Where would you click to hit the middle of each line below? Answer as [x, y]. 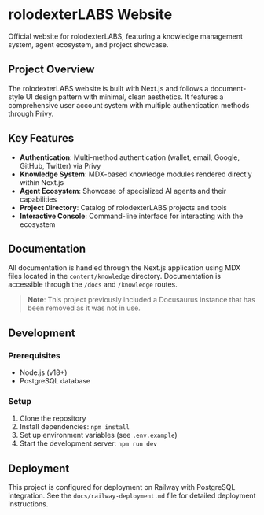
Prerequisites [34, 355]
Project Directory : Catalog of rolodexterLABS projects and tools [123, 207]
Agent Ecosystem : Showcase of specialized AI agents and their [123, 191]
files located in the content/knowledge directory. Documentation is [115, 276]
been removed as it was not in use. [84, 308]
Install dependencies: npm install [74, 427]
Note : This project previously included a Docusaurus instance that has [141, 300]
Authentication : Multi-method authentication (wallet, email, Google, [129, 157]
